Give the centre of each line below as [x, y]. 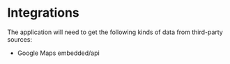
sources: [20, 39]
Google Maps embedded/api [58, 53]
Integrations [44, 13]
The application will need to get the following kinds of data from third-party [115, 32]
